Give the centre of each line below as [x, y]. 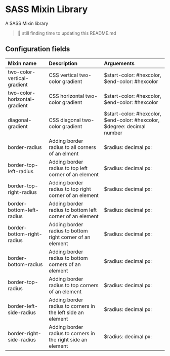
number [113, 133]
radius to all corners [72, 147]
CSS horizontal [67, 96]
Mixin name [22, 63]
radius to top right [70, 189]
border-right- [25, 333]
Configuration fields [38, 49]
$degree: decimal [124, 126]
